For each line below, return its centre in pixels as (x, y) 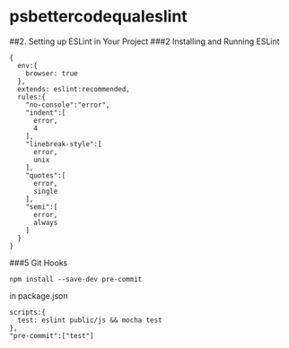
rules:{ (32, 97)
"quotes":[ (46, 175)
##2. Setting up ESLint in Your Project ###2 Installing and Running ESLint (144, 41)
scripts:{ (28, 312)
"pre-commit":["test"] (52, 335)
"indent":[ (46, 113)
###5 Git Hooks (39, 263)
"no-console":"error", (68, 105)
